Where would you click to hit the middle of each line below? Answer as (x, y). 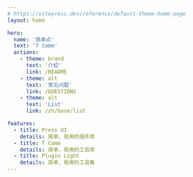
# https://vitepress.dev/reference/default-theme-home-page (97, 14)
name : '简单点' (34, 39)
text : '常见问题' (49, 85)
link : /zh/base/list (56, 111)
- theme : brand (42, 59)
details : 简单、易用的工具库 (58, 150)
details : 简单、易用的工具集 (58, 163)
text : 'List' (45, 105)
